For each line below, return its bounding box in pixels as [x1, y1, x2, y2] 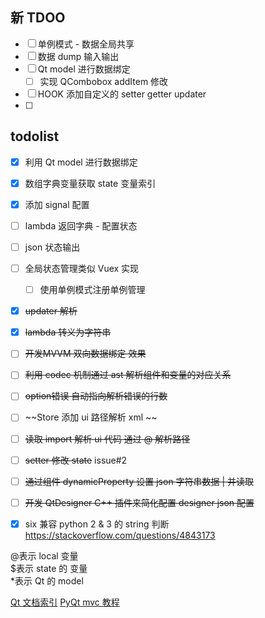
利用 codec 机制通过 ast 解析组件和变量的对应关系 [24, 369, 232, 381]
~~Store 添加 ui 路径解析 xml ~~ [24, 411, 158, 423]
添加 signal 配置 [24, 198, 90, 210]
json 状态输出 [24, 241, 81, 253]
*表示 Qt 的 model [10, 574, 84, 587]
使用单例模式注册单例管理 [39, 284, 146, 296]
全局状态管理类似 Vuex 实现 [24, 263, 140, 274]
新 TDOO [10, 9, 66, 27]
